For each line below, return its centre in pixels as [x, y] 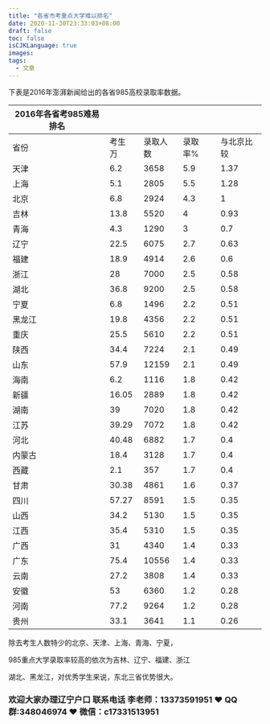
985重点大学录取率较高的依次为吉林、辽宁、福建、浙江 [99, 660]
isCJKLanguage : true [43, 46]
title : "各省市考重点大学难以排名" [61, 16]
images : [21, 53]
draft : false [30, 31]
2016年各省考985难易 [57, 113]
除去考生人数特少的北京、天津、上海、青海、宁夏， [93, 642]
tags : [17, 61]
